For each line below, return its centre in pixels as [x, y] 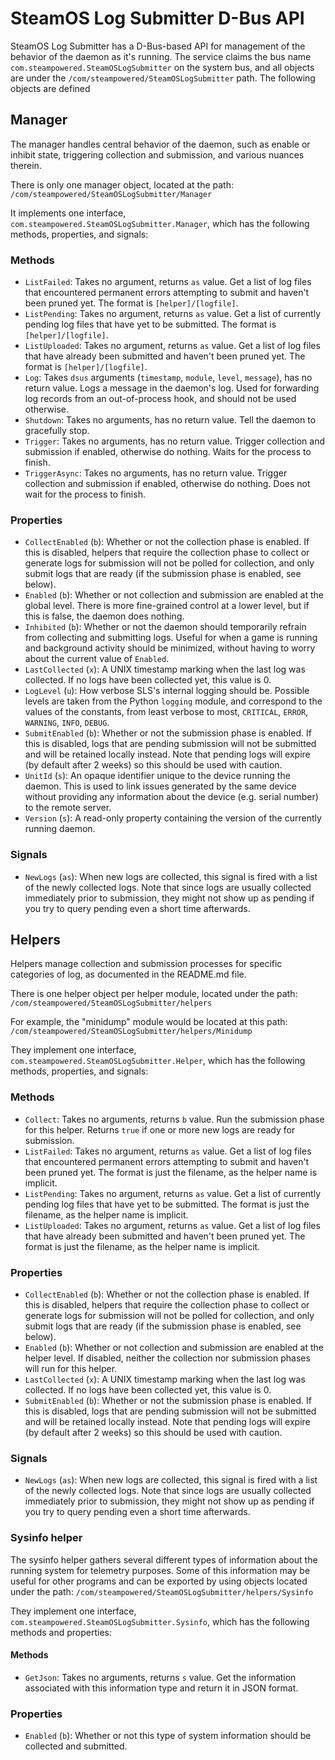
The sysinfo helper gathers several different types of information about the [164, 1559]
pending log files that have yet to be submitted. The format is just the [167, 1204]
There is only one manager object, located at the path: [122, 184]
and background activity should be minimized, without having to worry [170, 648]
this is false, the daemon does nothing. [104, 616]
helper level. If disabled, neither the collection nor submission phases [167, 1358]
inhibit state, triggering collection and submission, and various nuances [157, 154]
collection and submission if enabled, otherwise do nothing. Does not [167, 484]
